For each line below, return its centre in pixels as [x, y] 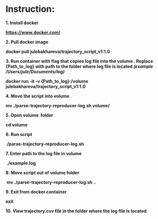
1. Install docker [22, 23]
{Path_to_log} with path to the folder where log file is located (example [79, 66]
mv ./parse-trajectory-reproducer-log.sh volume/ [58, 105]
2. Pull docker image [27, 42]
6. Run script [19, 134]
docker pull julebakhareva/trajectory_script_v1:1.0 [58, 51]
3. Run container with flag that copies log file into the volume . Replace [79, 61]
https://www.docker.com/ [33, 32]
